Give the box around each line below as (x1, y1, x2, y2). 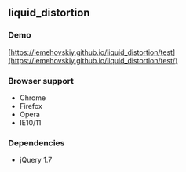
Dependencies (8, 137, 65, 148)
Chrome (19, 93, 46, 102)
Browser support (8, 75, 75, 86)
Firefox (19, 101, 43, 110)
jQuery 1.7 (19, 156, 53, 165)
